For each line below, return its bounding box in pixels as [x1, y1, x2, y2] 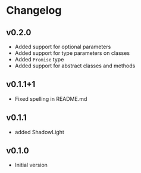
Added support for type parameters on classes [14, 50, 130, 57]
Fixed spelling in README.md [14, 95, 87, 102]
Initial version [14, 162, 48, 169]
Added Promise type [14, 56, 64, 63]
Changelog [6, 4, 62, 17]
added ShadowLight [14, 128, 64, 135]
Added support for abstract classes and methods [14, 62, 136, 69]
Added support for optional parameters [14, 43, 111, 50]
